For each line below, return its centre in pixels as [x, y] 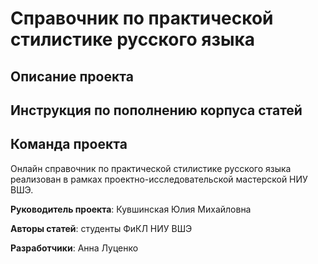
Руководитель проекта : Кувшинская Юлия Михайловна [131, 209]
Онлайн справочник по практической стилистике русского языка [151, 168]
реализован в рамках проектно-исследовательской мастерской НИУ [159, 179]
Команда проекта [69, 144]
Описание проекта [72, 76]
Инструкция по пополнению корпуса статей [156, 110]
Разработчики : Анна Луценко [74, 248]
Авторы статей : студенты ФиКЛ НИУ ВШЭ [101, 228]
